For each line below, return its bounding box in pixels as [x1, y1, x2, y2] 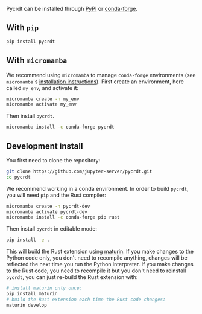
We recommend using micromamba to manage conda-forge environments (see [6, 71, 196, 78]
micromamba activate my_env [6, 101, 77, 107]
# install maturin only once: [6, 285, 83, 292]
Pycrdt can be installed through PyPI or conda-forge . [6, 5, 137, 12]
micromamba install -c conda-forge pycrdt [6, 124, 115, 130]
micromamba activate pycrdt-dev [6, 208, 87, 215]
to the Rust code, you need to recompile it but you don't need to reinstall [6, 267, 186, 274]
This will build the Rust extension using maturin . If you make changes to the [6, 248, 194, 255]
